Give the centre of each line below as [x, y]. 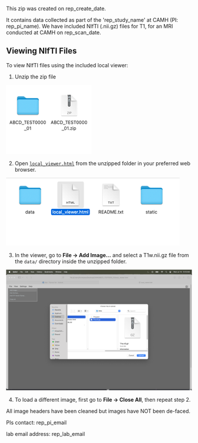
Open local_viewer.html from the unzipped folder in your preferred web [102, 163]
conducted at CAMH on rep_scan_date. [54, 32]
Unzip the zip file [35, 77]
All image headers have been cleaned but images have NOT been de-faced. [98, 411]
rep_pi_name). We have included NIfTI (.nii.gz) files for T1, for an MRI [90, 26]
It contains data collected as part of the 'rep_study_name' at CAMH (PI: [92, 20]
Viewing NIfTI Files [42, 51]
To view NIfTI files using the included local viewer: [67, 65]
